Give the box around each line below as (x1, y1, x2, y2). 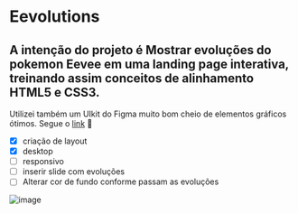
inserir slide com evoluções (22, 166, 125, 177)
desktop (22, 146, 53, 157)
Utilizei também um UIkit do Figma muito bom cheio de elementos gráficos (9, 108, 287, 119)
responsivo (22, 156, 65, 167)
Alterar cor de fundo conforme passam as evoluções (22, 176, 219, 187)
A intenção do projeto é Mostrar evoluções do (9, 42, 272, 58)
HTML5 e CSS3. (9, 84, 100, 100)
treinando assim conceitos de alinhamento (9, 70, 255, 86)
